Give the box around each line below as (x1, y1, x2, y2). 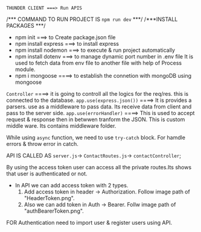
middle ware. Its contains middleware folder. (6, 122, 116, 129)
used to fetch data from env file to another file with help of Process (14, 60, 182, 66)
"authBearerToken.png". (24, 207, 85, 215)
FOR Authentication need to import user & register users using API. (6, 219, 173, 226)
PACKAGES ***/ (6, 22, 46, 29)
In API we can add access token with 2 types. (14, 182, 129, 189)
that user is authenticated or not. (6, 170, 88, 177)
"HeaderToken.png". (24, 195, 75, 201)
